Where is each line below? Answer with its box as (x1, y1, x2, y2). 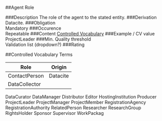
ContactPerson (8, 72, 44, 79)
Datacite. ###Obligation (5, 20, 56, 26)
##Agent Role (5, 5, 34, 10)
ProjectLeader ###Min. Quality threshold (5, 36, 91, 42)
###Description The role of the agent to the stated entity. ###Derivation (5, 14, 157, 20)
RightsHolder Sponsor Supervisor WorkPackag (5, 110, 104, 116)
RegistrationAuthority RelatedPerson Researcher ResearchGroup (5, 105, 142, 111)
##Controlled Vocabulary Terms (5, 51, 73, 57)
